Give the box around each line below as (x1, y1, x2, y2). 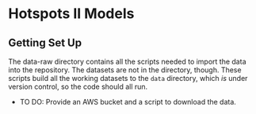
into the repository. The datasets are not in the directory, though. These (8, 65, 242, 75)
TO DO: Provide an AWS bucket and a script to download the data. (19, 97, 236, 106)
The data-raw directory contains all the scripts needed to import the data (8, 57, 246, 66)
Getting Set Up (8, 36, 82, 50)
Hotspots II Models (8, 5, 135, 23)
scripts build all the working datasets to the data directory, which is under (8, 74, 248, 83)
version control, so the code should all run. (8, 82, 148, 91)
